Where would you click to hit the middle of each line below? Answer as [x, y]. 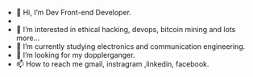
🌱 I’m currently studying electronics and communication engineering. [131, 47]
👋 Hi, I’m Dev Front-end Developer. [73, 12]
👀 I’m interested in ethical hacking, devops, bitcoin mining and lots [126, 29]
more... [28, 38]
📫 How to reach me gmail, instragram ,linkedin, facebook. [112, 64]
